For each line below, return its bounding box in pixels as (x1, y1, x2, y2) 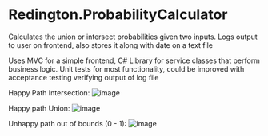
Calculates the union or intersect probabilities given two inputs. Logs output (8, 32, 258, 41)
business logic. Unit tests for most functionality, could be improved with (8, 64, 245, 73)
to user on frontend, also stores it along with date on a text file (8, 40, 214, 49)
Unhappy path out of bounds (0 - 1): (8, 119, 127, 128)
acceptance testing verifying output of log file (8, 72, 159, 82)
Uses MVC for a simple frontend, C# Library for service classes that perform (8, 56, 260, 65)
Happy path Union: (8, 103, 70, 113)
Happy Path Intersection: (8, 87, 90, 97)
